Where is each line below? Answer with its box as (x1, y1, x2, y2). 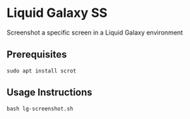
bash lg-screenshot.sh (6, 105, 73, 112)
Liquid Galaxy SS (6, 5, 107, 21)
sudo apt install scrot (6, 67, 77, 75)
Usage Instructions (6, 87, 93, 99)
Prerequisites (6, 49, 67, 61)
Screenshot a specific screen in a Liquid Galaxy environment (6, 28, 183, 37)
